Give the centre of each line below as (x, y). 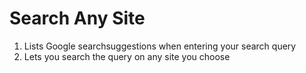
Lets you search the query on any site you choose (127, 56)
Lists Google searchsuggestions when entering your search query (160, 46)
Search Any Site (77, 18)
